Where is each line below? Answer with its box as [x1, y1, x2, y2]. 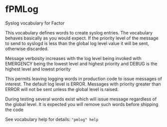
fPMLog [5, 3, 39, 15]
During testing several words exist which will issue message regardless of [5, 96, 157, 102]
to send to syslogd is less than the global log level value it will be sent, [5, 40, 150, 46]
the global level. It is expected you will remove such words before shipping [5, 101, 159, 107]
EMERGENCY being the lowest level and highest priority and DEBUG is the [5, 60, 158, 66]
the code [5, 106, 24, 112]
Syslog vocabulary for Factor [5, 20, 65, 26]
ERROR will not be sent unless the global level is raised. [5, 86, 119, 92]
